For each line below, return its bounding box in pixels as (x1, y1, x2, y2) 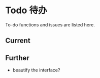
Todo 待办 (5, 5, 47, 16)
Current (5, 36, 30, 45)
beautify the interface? (12, 67, 60, 73)
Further (5, 54, 29, 62)
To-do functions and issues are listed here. (5, 21, 95, 28)
